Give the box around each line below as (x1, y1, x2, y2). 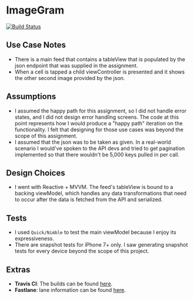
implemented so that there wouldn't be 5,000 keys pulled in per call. (14, 151, 180, 158)
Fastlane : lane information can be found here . (14, 287, 126, 293)
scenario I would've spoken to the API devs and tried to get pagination (14, 145, 185, 152)
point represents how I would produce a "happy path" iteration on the (14, 119, 183, 127)
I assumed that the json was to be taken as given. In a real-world (14, 138, 172, 145)
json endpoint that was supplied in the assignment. (14, 62, 138, 69)
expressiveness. (14, 235, 55, 242)
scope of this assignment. (14, 132, 78, 139)
